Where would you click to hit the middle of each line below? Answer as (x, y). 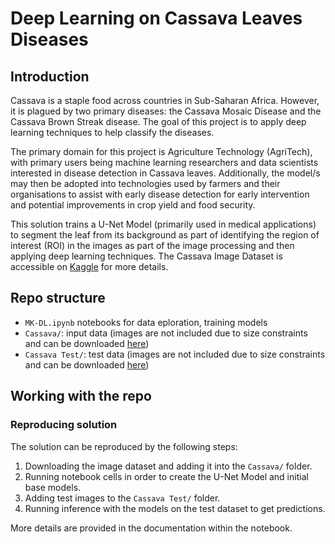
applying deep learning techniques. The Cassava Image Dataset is (146, 256)
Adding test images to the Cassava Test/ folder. (122, 498)
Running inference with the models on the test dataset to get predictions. (175, 508)
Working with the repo (81, 396)
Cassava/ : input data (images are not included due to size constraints (166, 333)
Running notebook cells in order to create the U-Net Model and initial (166, 476)
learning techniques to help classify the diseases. (112, 132)
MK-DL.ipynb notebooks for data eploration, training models (146, 322)
